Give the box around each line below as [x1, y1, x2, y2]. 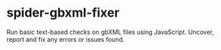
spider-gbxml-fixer [6, 5, 120, 21]
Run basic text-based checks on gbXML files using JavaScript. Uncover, [6, 28, 214, 36]
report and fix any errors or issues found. [6, 35, 125, 43]
